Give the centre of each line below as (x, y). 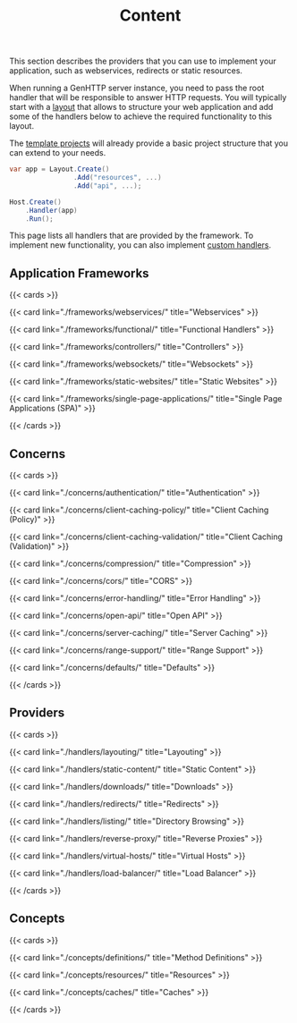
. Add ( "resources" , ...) (118, 178)
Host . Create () (36, 202)
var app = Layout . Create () (59, 169)
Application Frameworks (79, 273)
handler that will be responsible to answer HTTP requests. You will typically (148, 97)
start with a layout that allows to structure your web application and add (141, 107)
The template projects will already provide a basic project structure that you (149, 143)
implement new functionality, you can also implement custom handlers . (140, 245)
